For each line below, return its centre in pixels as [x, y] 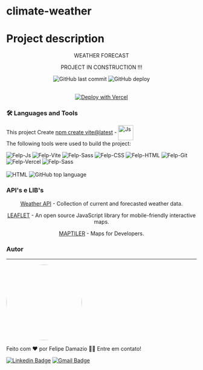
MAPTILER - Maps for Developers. [101, 233]
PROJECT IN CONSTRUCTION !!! [101, 67]
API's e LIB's [25, 190]
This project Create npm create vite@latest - [62, 132]
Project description [55, 39]
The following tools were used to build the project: [69, 144]
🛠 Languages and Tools [42, 113]
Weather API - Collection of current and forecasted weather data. [101, 203]
